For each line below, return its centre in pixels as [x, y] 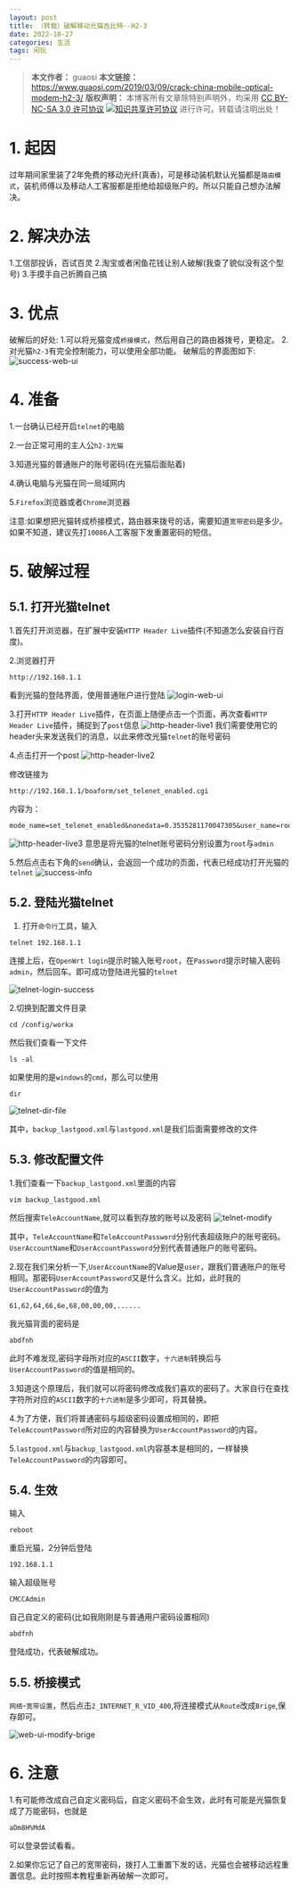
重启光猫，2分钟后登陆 [51, 1548]
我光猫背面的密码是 [44, 1323]
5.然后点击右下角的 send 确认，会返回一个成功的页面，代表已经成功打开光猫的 [149, 862]
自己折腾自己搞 [80, 274]
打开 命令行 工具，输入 [60, 925]
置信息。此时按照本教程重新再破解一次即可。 [91, 1876]
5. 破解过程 [49, 572]
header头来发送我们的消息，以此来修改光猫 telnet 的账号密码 [120, 736]
